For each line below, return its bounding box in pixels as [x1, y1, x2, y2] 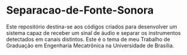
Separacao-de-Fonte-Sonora [6, 4, 154, 17]
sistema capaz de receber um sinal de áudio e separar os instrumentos [6, 29, 181, 36]
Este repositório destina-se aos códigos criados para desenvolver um [6, 23, 177, 30]
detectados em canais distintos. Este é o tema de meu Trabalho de [6, 35, 170, 43]
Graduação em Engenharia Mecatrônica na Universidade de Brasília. [6, 42, 174, 49]
